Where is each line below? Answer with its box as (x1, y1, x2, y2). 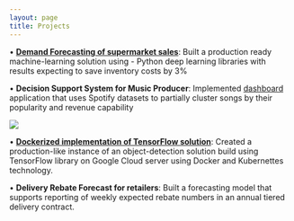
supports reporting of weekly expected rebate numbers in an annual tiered (9, 191, 286, 202)
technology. (9, 164, 54, 175)
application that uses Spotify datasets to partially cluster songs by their (9, 92, 272, 103)
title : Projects (9, 22, 70, 31)
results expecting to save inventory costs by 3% (9, 65, 188, 76)
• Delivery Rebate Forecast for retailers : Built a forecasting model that (9, 181, 272, 193)
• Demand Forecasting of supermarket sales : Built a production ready (9, 46, 272, 57)
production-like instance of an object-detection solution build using (9, 146, 259, 156)
